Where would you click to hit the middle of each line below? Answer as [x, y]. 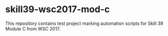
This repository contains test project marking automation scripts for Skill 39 [85, 23]
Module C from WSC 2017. [33, 28]
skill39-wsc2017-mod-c [58, 9]
